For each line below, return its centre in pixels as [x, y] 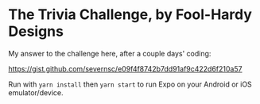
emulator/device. [36, 92]
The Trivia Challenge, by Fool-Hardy [130, 15]
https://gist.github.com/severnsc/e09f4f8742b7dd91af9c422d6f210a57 [125, 68]
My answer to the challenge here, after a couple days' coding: [110, 53]
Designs [36, 31]
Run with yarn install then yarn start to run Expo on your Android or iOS [130, 84]
